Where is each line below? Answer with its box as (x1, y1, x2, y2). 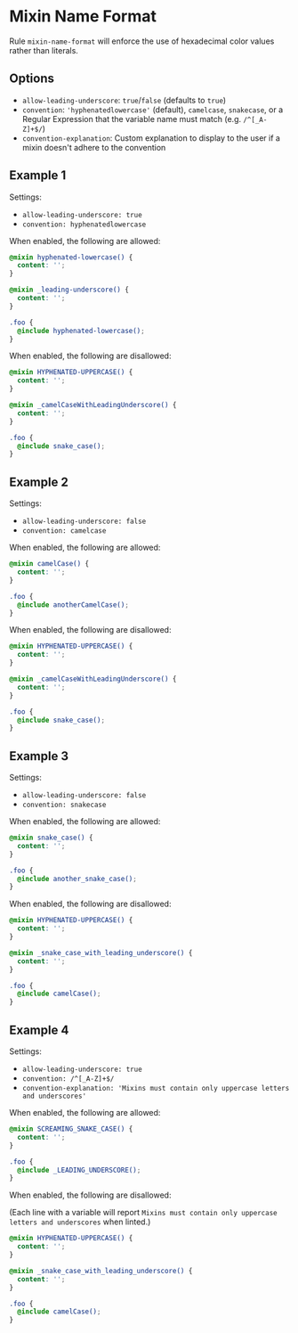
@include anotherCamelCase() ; (17, 600, 129, 609)
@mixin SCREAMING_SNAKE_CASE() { (9, 1124, 133, 1133)
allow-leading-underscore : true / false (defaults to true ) (21, 94, 227, 105)
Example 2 (9, 474, 68, 489)
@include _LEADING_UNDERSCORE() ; (17, 1165, 141, 1174)
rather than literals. (9, 45, 78, 55)
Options (9, 71, 55, 86)
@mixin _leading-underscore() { (9, 285, 129, 295)
